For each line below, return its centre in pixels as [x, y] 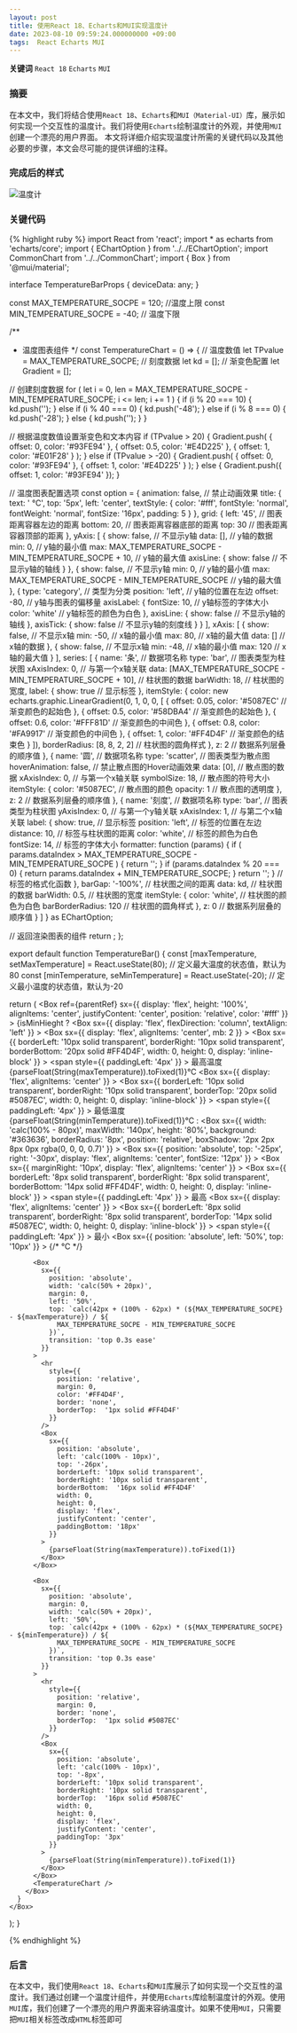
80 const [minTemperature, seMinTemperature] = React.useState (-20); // [142, 976]
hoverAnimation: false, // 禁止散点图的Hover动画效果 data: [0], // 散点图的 [143, 767]
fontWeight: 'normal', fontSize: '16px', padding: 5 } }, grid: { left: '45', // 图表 [146, 514]
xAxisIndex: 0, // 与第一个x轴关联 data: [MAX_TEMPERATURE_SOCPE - [156, 669]
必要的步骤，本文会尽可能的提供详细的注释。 [91, 148]
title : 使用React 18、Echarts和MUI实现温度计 [89, 26]
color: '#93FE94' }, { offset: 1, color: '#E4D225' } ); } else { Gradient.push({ [145, 466]
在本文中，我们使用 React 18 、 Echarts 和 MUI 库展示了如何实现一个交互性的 [142, 1986]
